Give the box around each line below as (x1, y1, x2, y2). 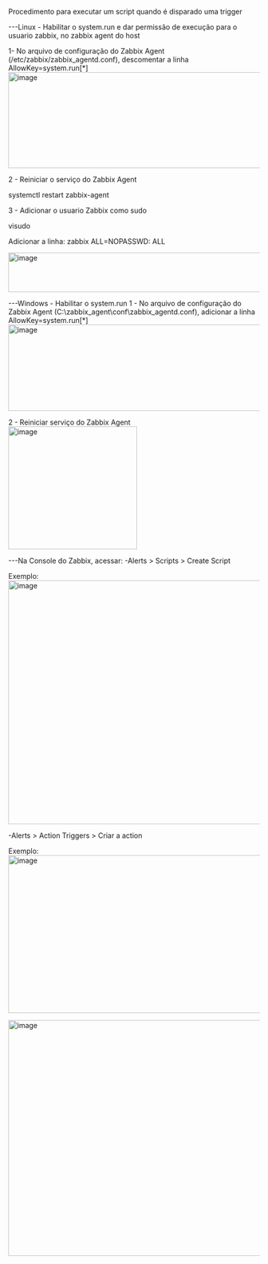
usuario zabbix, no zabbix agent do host (8, 31, 140, 40)
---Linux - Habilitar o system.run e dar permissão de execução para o (8, 22, 238, 31)
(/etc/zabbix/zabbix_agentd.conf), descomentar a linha (8, 55, 189, 64)
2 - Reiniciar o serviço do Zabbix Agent (8, 175, 137, 184)
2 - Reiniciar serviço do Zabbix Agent (8, 417, 131, 427)
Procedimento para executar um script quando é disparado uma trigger (8, 7, 242, 16)
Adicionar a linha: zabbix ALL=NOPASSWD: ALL (8, 237, 166, 246)
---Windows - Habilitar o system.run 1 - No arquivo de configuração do (8, 299, 242, 308)
